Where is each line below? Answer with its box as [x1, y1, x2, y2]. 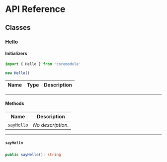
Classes [5, 23, 31, 32]
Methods [5, 100, 24, 106]
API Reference [5, 3, 66, 15]
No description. [33, 121, 69, 128]
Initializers [5, 51, 27, 57]
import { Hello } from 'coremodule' [5, 61, 81, 67]
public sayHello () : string [5, 152, 61, 157]
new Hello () [5, 71, 30, 76]
